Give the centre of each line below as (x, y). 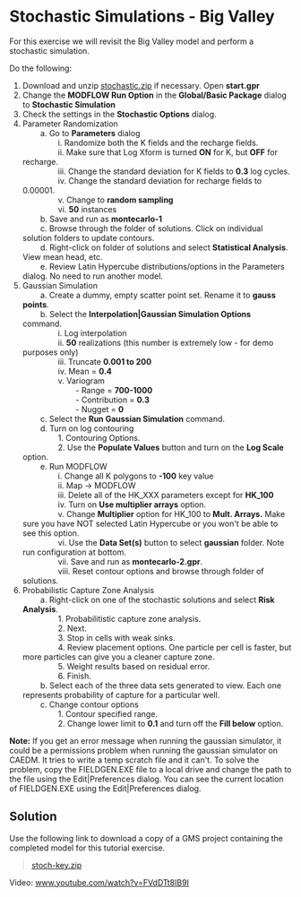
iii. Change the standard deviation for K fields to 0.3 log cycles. (174, 171)
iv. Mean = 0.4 (85, 371)
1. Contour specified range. (108, 713)
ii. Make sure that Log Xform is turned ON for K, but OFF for (168, 152)
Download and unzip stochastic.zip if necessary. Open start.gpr (141, 85)
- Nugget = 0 (100, 409)
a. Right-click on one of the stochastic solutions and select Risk (157, 599)
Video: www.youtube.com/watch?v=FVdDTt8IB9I (99, 882)
